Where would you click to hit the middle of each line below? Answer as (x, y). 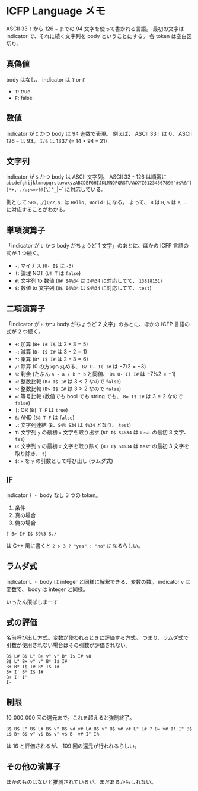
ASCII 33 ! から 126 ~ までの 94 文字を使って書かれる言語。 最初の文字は (95, 29)
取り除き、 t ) (31, 454)
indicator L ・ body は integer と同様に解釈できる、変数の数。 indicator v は (98, 581)
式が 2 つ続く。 (25, 332)
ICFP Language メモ (56, 11)
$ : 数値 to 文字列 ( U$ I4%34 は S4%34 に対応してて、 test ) (83, 288)
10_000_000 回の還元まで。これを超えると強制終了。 (71, 718)
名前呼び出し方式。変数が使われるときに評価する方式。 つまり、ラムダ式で (98, 638)
